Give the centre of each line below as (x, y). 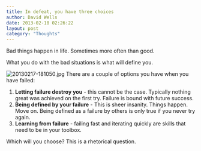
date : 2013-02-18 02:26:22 (40, 23)
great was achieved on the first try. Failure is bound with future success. (104, 98)
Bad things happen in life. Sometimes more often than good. (80, 51)
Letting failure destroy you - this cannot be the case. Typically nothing (103, 92)
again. (22, 118)
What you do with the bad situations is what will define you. (80, 63)
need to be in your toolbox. (48, 130)
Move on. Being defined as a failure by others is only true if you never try (105, 111)
